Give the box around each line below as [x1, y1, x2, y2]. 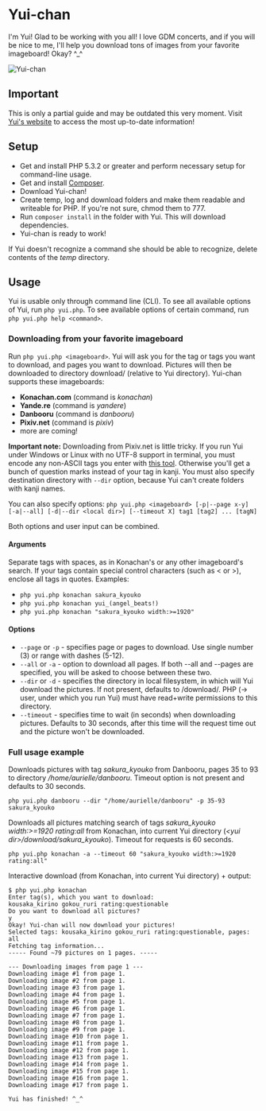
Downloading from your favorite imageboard [8, 333, 183, 344]
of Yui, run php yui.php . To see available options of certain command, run [8, 305, 249, 315]
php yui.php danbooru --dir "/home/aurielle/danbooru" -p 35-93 [8, 797, 226, 805]
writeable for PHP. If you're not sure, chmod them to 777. [19, 203, 206, 212]
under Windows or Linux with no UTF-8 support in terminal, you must [8, 449, 236, 459]
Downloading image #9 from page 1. [8, 1026, 126, 1034]
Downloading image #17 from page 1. [8, 1082, 129, 1090]
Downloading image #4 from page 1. [8, 991, 126, 999]
